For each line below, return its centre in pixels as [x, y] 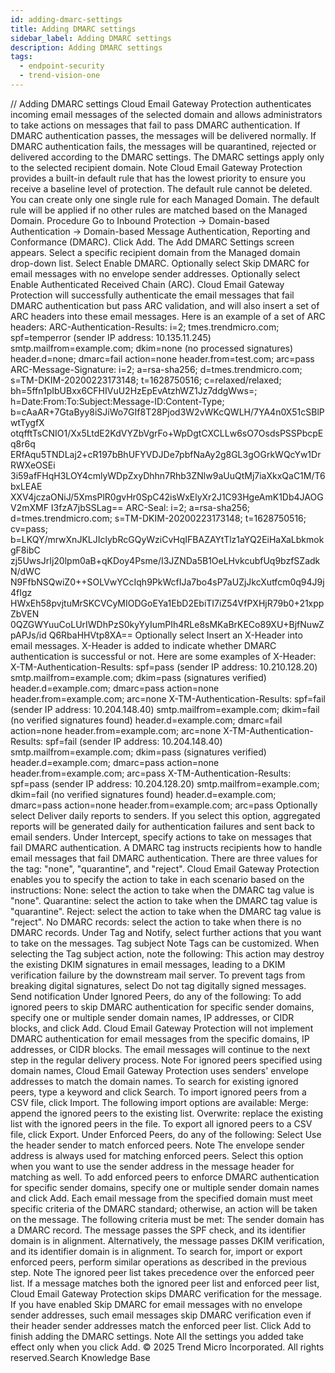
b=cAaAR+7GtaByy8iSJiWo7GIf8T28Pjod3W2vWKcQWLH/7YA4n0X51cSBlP [167, 412]
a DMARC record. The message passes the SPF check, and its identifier [158, 1230]
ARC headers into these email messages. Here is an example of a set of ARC [168, 316]
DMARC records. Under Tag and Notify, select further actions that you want [166, 932]
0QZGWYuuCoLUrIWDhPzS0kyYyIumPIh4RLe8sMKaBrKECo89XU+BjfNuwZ [167, 624]
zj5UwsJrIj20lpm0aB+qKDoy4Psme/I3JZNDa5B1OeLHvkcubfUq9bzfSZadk [165, 560]
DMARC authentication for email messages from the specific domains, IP [160, 1038]
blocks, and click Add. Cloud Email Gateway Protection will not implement [162, 1028]
